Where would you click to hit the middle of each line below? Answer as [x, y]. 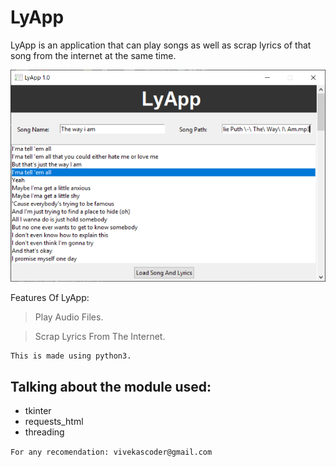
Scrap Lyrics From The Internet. [100, 337]
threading [44, 432]
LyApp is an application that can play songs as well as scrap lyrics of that [161, 45]
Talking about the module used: [111, 386]
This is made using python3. [71, 356]
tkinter [38, 411]
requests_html [54, 422]
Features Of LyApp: [50, 298]
